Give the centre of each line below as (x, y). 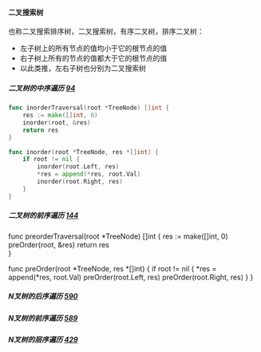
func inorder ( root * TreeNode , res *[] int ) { (83, 152)
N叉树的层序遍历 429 (43, 339)
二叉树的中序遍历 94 (42, 88)
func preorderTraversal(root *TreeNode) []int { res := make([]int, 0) (119, 236)
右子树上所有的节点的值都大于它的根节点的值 (93, 58)
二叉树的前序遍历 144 (43, 216)
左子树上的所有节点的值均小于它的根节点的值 (93, 49)
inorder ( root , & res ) (57, 123)
